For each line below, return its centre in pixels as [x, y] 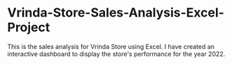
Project [29, 27]
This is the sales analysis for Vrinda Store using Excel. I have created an [111, 46]
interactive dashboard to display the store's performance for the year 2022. [116, 54]
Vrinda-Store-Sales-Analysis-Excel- [116, 13]
